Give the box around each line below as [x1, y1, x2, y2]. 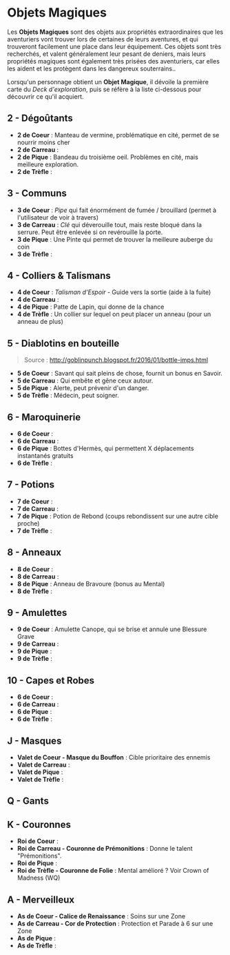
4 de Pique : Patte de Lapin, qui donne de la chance [17, 302, 165, 311]
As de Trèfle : [17, 941, 56, 950]
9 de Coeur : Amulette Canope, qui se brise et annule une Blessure [17, 625, 207, 633]
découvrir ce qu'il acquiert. [7, 92, 84, 101]
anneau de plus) [17, 318, 63, 326]
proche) [17, 519, 40, 528]
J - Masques [7, 735, 62, 746]
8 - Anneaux [7, 547, 62, 559]
